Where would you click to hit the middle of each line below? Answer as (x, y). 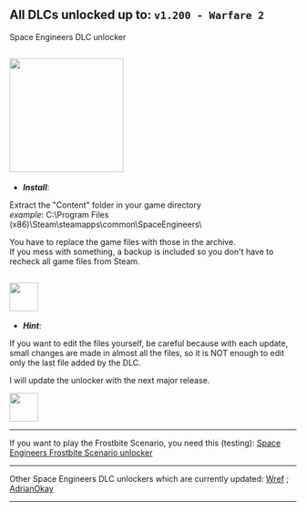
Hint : (32, 326)
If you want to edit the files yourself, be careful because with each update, (149, 343)
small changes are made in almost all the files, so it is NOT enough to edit (147, 353)
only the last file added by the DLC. (75, 363)
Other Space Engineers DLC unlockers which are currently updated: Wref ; (149, 479)
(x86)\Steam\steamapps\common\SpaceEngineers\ (106, 224)
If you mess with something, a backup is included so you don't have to (142, 251)
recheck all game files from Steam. (75, 261)
